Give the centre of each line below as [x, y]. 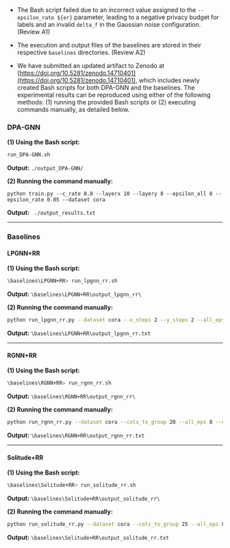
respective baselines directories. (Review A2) [81, 52]
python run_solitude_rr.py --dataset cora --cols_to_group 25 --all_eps [113, 525]
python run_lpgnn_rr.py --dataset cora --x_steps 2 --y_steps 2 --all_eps [116, 320]
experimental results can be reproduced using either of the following [114, 95]
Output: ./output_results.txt [51, 213]
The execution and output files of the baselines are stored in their [109, 45]
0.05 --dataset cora [76, 200]
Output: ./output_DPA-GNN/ [45, 168]
